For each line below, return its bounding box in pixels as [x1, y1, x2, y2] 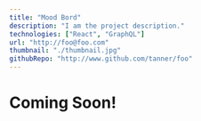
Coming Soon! [9, 93, 117, 113]
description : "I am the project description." [9, 21, 185, 30]
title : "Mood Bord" [9, 12, 82, 22]
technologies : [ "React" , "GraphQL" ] [9, 29, 145, 38]
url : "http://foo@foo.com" [9, 37, 109, 47]
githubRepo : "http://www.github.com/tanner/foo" [9, 54, 193, 63]
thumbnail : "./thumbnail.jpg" [9, 46, 122, 55]
